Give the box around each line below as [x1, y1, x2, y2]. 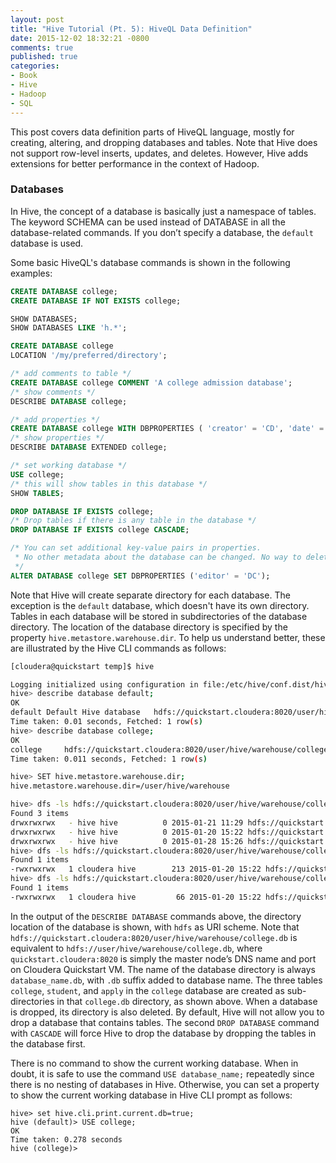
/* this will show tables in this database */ [10, 479, 208, 489]
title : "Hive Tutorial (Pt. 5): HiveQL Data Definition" [10, 24, 253, 34]
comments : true [10, 42, 74, 53]
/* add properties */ [10, 414, 101, 425]
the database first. [10, 1037, 86, 1050]
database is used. [10, 237, 84, 249]
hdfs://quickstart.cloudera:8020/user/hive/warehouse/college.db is [10, 931, 298, 943]
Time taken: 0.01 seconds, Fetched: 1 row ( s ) [10, 717, 203, 727]
